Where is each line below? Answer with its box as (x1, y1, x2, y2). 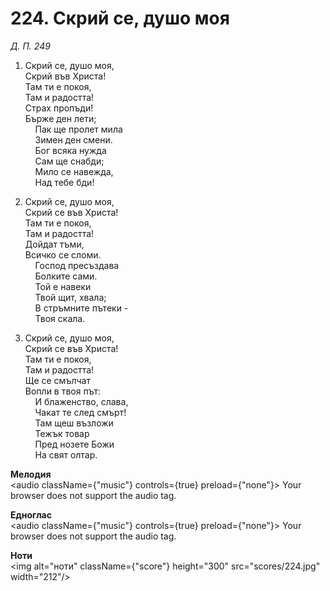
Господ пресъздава (34, 259, 120, 271)
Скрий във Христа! (24, 70, 107, 82)
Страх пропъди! (24, 102, 94, 114)
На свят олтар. (34, 448, 98, 461)
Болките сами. (34, 270, 98, 282)
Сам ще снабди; (34, 155, 105, 167)
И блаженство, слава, (34, 395, 129, 407)
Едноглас (10, 508, 52, 521)
